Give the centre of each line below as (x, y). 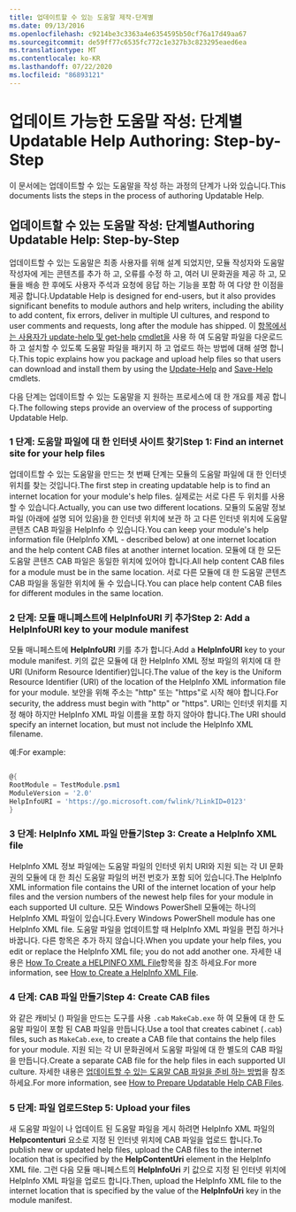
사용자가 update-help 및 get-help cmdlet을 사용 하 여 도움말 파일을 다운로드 (151, 337)
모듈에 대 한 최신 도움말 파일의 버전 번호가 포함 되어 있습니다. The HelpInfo (154, 877)
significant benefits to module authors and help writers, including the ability (147, 306)
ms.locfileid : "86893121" (57, 75)
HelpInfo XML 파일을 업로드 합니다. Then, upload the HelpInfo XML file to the (145, 1181)
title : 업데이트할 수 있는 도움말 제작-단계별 (81, 17)
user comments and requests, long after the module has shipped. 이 (133, 325)
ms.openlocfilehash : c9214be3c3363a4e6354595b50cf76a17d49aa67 (128, 34)
